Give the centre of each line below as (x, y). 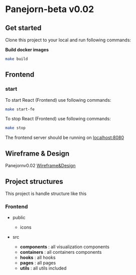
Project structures (34, 182)
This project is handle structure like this (46, 193)
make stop (16, 128)
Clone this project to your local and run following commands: (68, 40)
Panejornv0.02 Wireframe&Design (40, 166)
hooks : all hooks (38, 257)
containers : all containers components (61, 252)
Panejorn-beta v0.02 (50, 9)
